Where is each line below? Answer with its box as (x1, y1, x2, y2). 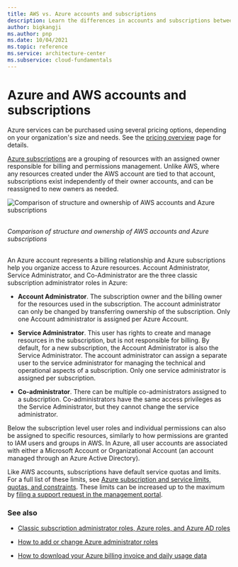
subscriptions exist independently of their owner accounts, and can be (7, 176, 214, 185)
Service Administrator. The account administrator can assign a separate (17, 351, 227, 359)
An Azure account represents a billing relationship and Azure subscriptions (7, 256, 226, 264)
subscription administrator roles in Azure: (7, 278, 128, 287)
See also (7, 507, 38, 517)
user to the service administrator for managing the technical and (17, 359, 205, 367)
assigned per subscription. (17, 374, 96, 382)
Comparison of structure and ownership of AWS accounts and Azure (7, 227, 209, 235)
